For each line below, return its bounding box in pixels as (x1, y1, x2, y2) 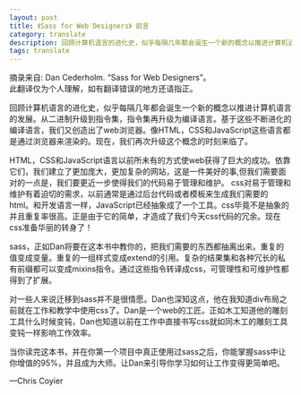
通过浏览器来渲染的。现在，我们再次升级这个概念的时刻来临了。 (16, 136, 253, 147)
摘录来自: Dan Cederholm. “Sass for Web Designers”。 (9, 73, 211, 83)
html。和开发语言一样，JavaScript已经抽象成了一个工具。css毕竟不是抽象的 (9, 200, 289, 210)
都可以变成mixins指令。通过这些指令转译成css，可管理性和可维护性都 (32, 263, 289, 274)
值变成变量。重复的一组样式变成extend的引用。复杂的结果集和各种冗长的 (9, 253, 279, 263)
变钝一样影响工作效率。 (9, 328, 96, 339)
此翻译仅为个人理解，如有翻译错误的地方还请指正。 (9, 83, 198, 94)
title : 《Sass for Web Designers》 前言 (9, 21, 150, 30)
